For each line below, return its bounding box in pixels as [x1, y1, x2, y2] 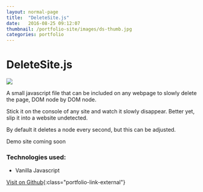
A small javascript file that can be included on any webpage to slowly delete [6, 90, 197, 97]
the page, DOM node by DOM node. [6, 96, 96, 104]
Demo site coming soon [6, 138, 66, 145]
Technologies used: [6, 153, 66, 162]
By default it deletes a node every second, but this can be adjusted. [6, 126, 176, 133]
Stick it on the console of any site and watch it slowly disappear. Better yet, [6, 108, 195, 115]
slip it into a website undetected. [6, 114, 88, 122]
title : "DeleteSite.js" [6, 15, 69, 21]
